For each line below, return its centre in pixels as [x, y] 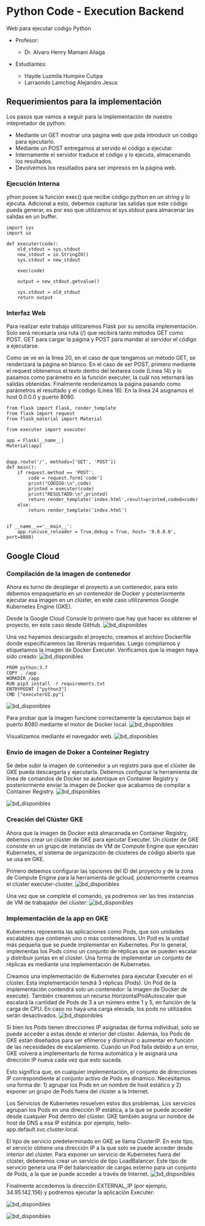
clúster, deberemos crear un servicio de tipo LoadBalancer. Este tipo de [97, 1161]
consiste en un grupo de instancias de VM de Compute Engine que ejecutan [102, 846]
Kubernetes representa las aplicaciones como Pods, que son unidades [95, 931]
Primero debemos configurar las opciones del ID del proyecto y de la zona [100, 871]
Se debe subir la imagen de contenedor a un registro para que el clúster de [101, 765]
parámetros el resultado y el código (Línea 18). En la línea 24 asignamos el [100, 391]
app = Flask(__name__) [35, 440]
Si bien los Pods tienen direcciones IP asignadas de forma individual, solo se [103, 1027]
